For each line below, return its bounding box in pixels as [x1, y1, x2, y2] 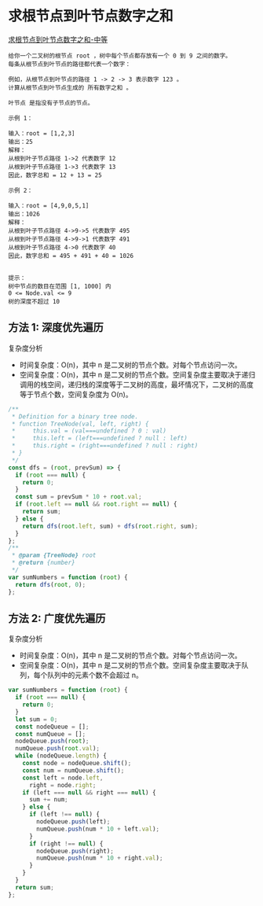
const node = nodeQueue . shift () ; [22, 760, 132, 768]
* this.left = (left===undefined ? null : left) [11, 434, 188, 443]
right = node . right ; [28, 781, 97, 789]
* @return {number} [11, 559, 76, 567]
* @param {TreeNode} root [11, 551, 97, 559]
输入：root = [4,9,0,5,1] [8, 201, 89, 209]
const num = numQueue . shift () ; [22, 766, 125, 775]
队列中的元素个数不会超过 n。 [46, 670, 144, 680]
